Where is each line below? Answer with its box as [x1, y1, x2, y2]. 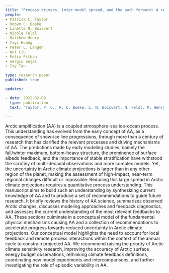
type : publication [10, 100, 49, 105]
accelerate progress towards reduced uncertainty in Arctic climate [5, 225, 143, 231]
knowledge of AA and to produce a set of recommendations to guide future [5, 192, 161, 199]
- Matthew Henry [5, 36, 39, 41]
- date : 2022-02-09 [5, 95, 46, 101]
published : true [5, 78, 39, 83]
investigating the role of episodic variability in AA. [5, 262, 108, 268]
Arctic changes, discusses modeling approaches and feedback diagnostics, [5, 203, 162, 210]
